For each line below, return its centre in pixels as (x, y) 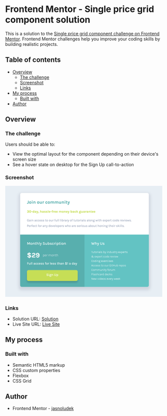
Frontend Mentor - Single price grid (80, 9)
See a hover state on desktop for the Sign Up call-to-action (73, 165)
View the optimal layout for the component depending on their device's (85, 154)
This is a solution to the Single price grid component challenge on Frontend (82, 33)
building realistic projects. (32, 44)
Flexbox (20, 376)
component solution (48, 20)
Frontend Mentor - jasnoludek (43, 409)
